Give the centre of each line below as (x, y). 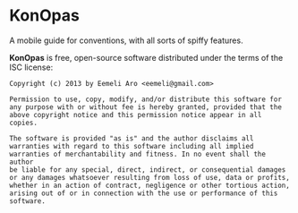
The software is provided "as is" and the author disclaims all (132, 138)
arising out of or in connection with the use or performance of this (144, 193)
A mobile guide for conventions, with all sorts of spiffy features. (126, 40)
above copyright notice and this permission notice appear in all (136, 115)
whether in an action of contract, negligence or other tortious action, (150, 185)
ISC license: (31, 67)
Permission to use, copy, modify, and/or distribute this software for (145, 99)
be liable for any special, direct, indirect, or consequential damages (148, 170)
